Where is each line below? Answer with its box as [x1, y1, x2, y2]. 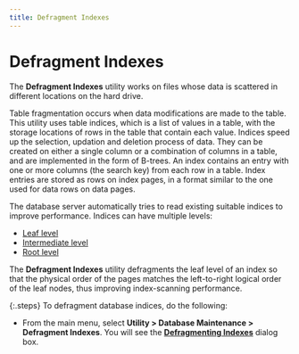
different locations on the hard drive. [9, 90, 144, 101]
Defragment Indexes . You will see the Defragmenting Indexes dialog [21, 326, 278, 337]
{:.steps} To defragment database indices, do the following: [9, 300, 228, 310]
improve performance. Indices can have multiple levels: [9, 210, 212, 221]
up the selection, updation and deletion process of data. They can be [9, 136, 263, 147]
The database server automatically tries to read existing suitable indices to [9, 201, 284, 211]
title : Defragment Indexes [9, 12, 110, 22]
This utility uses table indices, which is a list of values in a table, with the [9, 117, 276, 128]
